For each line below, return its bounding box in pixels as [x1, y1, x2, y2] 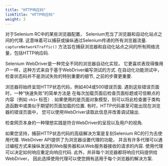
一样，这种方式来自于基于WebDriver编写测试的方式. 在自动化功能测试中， [9, 67, 162, 73]
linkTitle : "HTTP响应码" [5, 12, 55, 17]
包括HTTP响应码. [14, 50, 49, 56]
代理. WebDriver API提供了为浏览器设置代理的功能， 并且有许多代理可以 [9, 137, 158, 143]
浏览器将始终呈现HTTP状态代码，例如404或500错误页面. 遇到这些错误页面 [5, 84, 160, 90]
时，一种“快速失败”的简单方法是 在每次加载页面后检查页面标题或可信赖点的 [5, 90, 160, 96]
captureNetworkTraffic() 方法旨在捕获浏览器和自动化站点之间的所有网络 [5, 44, 155, 50]
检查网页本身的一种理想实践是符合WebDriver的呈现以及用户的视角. [5, 120, 143, 126]
